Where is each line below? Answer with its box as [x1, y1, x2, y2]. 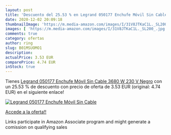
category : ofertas [5, 36, 44, 41]
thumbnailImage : [5, 21, 40, 27]
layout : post [5, 7, 33, 13]
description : [5, 50, 33, 55]
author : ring [5, 41, 33, 46]
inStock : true [5, 64, 36, 69]
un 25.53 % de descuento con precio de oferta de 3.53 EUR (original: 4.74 [5, 84, 161, 90]
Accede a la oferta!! [5, 109, 47, 115]
